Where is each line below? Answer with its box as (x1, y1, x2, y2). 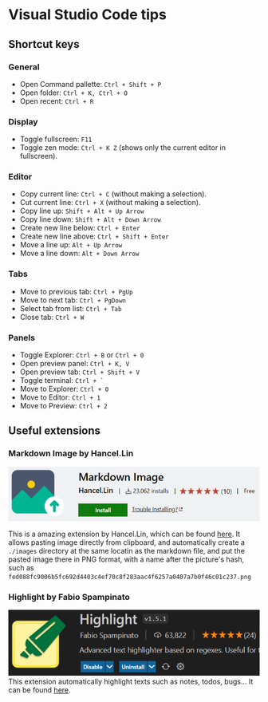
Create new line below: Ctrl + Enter (19, 223, 141, 233)
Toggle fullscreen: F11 (19, 134, 93, 144)
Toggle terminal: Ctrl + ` (19, 376, 104, 385)
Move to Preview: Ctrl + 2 (19, 401, 108, 411)
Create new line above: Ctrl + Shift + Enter (19, 231, 169, 241)
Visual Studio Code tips (8, 6, 167, 24)
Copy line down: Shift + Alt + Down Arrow (19, 215, 161, 224)
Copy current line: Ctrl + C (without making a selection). (19, 189, 207, 199)
